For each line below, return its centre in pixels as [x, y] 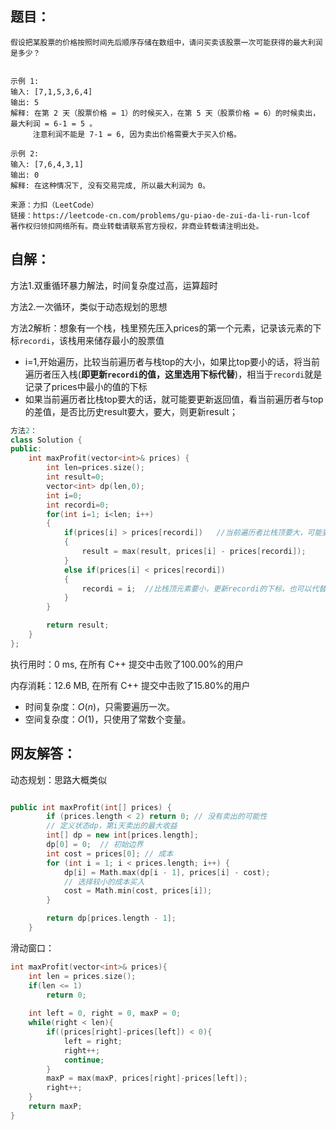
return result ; [78, 625]
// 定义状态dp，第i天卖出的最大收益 [112, 826]
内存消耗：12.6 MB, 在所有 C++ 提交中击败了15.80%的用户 [130, 685]
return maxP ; [55, 1107]
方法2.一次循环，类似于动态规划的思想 [89, 306]
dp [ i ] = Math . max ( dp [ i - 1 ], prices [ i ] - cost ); [167, 872]
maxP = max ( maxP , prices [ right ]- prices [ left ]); [147, 1078]
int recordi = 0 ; [78, 505]
